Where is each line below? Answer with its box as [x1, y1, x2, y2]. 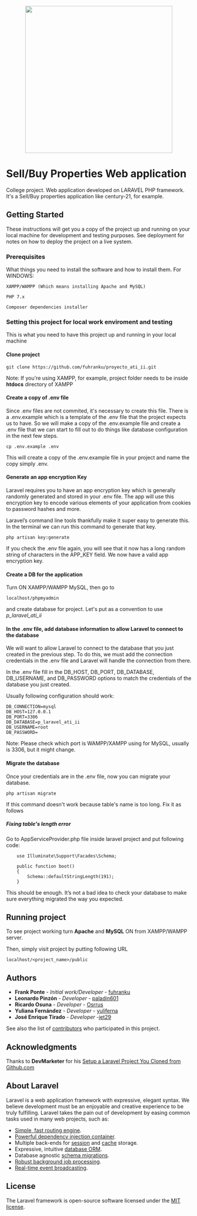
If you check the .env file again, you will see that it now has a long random [6, 544, 186, 551]
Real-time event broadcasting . [14, 1164, 88, 1171]
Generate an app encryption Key [6, 474, 87, 481]
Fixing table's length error [6, 820, 71, 828]
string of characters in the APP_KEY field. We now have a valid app [6, 551, 169, 558]
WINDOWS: [6, 273, 34, 280]
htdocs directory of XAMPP [6, 380, 74, 388]
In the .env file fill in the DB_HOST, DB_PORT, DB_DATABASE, [6, 669, 155, 676]
